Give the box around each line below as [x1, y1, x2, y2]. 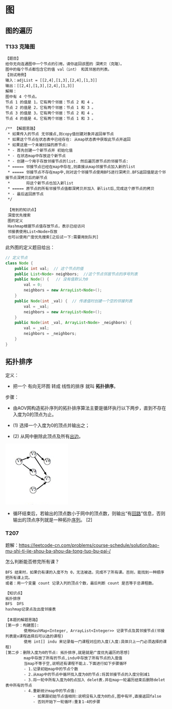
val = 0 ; [24, 282, 43, 287]
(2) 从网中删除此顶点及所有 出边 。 [12, 433, 84, 439]
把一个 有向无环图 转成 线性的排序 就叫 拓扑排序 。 [12, 383, 119, 389]
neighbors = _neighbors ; [24, 331, 77, 336]
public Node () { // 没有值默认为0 [14, 277, 88, 282]
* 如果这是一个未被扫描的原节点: [7, 142, 68, 148]
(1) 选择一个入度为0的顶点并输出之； [12, 422, 90, 428]
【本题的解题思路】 [5, 617, 40, 622]
